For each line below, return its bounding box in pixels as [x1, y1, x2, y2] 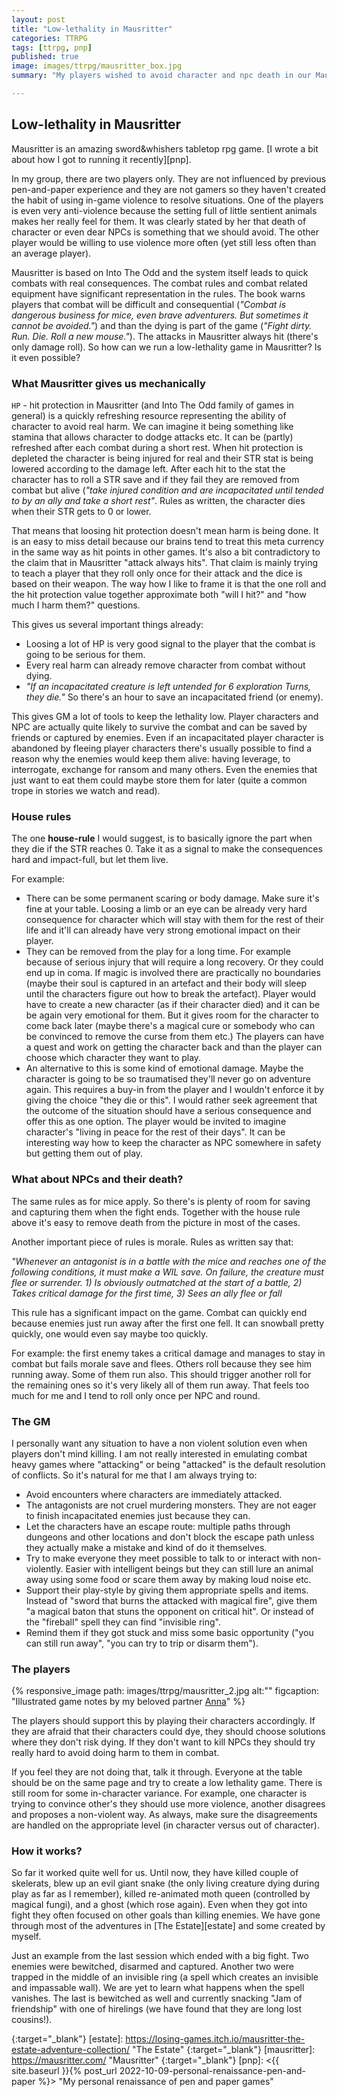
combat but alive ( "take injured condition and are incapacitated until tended [11, 484, 324, 496]
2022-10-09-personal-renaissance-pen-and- [119, 2065, 307, 2077]
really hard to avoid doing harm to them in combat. [11, 1747, 220, 1759]
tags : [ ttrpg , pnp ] [11, 42, 93, 53]
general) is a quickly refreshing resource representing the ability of [11, 409, 287, 421]
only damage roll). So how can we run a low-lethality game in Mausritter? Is [11, 341, 322, 353]
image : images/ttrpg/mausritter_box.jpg [11, 61, 183, 71]
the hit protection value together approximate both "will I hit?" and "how [11, 588, 307, 600]
